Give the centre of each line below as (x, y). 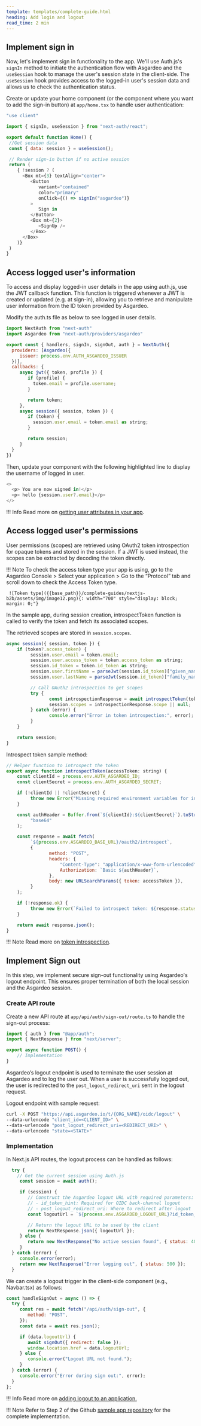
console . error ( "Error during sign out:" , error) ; (83, 1376)
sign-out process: (28, 1022)
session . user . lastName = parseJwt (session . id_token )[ (99, 677)
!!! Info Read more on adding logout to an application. (72, 1398)
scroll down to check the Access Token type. (62, 582)
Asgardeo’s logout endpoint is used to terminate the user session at (89, 1072)
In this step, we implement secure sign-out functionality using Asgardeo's (97, 975)
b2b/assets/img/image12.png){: (45, 599)
